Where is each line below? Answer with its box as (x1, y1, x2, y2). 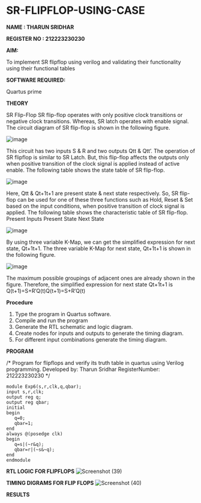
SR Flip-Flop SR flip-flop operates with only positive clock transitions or (6, 111, 183, 118)
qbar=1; (14, 420, 34, 426)
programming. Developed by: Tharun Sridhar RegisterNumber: (6, 366, 160, 373)
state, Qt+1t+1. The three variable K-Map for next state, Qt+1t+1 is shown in (6, 244, 191, 252)
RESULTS (6, 490, 30, 498)
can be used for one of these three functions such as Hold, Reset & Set (17, 196, 193, 203)
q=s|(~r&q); (14, 441, 44, 447)
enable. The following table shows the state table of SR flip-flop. (6, 166, 165, 173)
